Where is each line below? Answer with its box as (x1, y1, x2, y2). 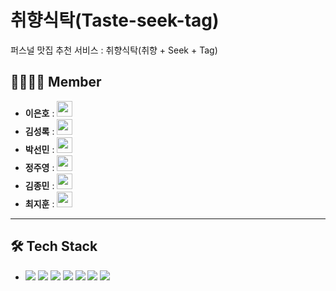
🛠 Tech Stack (10, 238, 98, 255)
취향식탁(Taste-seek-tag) (10, 9, 220, 32)
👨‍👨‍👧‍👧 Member (10, 74, 102, 91)
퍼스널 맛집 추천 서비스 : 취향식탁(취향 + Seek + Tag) (10, 44, 218, 56)
